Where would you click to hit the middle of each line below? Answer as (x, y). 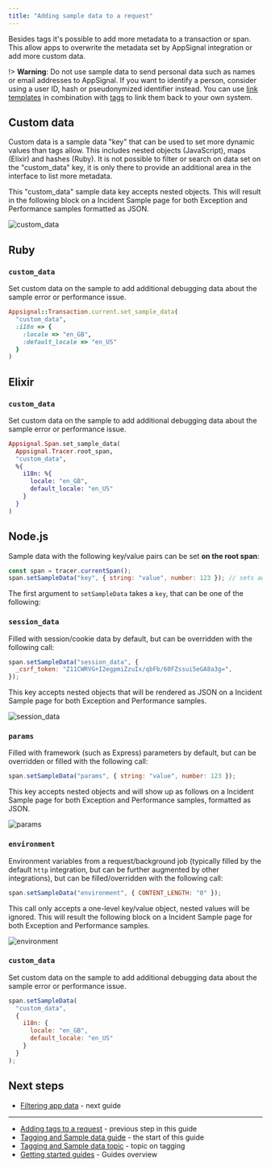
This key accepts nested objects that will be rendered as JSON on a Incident (135, 692)
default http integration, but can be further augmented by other (114, 869)
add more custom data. (47, 56)
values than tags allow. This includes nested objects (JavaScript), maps (127, 151)
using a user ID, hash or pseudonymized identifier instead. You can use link (133, 89)
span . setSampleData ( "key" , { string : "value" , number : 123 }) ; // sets (131, 578)
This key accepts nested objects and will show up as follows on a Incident (131, 792)
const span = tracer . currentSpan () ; (70, 571)
